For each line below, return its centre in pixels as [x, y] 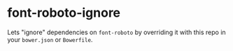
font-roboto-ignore [64, 13]
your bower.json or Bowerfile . [50, 39]
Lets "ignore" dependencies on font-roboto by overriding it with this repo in [116, 32]
